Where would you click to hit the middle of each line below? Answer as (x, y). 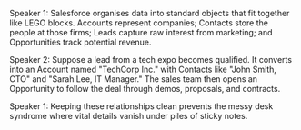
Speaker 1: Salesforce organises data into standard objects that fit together (150, 13)
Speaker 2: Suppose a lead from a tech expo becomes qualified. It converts (151, 60)
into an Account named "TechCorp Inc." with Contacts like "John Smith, (143, 69)
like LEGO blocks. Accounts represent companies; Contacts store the (139, 23)
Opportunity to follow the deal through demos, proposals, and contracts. (145, 89)
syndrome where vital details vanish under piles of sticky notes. (129, 116)
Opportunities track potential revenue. (80, 42)
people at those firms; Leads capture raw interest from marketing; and (141, 32)
